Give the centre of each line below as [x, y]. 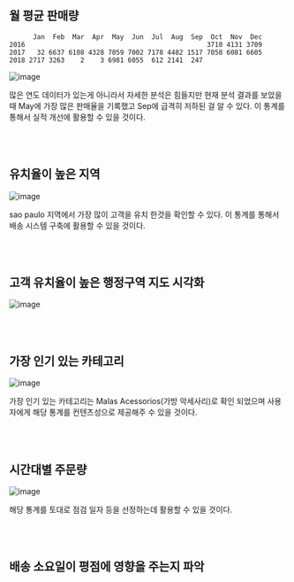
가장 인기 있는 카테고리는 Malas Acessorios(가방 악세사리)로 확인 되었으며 [137, 401]
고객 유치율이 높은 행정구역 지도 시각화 [107, 283]
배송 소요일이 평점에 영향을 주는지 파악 [107, 566]
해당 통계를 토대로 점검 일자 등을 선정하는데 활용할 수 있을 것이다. [121, 510]
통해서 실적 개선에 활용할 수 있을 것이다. [77, 117]
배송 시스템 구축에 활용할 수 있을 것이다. [77, 225]
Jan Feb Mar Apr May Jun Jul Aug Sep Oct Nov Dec [147, 37]
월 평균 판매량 [44, 16]
